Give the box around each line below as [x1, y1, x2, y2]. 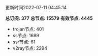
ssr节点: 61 [12, 39, 36, 45]
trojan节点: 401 [12, 26, 44, 32]
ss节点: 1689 [12, 33, 40, 38]
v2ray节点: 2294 [12, 45, 47, 51]
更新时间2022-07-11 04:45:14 [5, 5, 67, 10]
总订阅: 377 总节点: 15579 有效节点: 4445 [5, 15, 93, 21]
